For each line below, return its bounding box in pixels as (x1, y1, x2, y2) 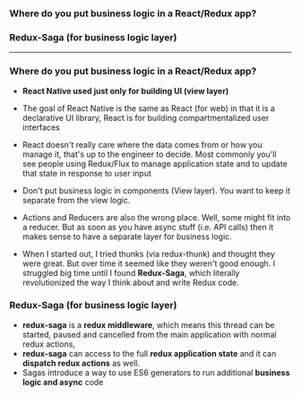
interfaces (21, 122, 60, 133)
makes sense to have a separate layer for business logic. (21, 231, 233, 242)
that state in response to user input (21, 168, 152, 178)
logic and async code (21, 376, 104, 387)
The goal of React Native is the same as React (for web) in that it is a (21, 102, 276, 114)
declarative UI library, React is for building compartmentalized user (21, 112, 270, 123)
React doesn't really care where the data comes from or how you (21, 139, 262, 150)
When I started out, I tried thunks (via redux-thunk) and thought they (21, 248, 276, 259)
